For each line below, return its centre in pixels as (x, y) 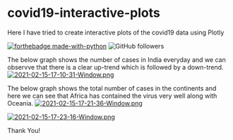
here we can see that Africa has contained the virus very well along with (112, 96)
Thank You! (24, 130)
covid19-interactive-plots (84, 13)
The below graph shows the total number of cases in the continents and (112, 88)
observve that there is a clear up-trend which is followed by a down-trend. (115, 67)
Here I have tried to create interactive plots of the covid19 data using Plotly (116, 32)
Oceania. (20, 103)
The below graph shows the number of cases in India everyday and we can (116, 59)
